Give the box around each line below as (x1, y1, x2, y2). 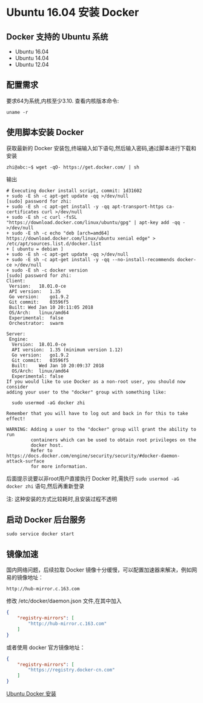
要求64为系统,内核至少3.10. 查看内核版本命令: (6, 97, 119, 104)
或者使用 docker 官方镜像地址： (6, 644, 85, 651)
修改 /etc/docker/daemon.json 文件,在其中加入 (6, 598, 122, 605)
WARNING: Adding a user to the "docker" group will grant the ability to (6, 426, 197, 432)
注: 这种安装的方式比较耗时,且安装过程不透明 (6, 495, 118, 502)
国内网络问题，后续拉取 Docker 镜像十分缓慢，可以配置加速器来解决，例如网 (6, 566, 198, 573)
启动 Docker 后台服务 (6, 515, 86, 525)
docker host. (30, 442, 64, 448)
